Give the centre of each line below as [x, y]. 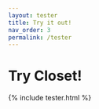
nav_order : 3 [29, 30]
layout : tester [33, 15]
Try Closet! [45, 76]
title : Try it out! [40, 23]
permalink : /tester [40, 37]
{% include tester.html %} [50, 98]
